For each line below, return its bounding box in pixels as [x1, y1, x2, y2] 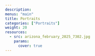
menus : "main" [5, 12, 34, 17]
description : [5, 7, 32, 12]
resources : [5, 30, 27, 35]
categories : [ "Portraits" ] [5, 20, 60, 26]
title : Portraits [5, 16, 40, 21]
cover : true [18, 43, 42, 48]
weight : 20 [5, 25, 27, 30]
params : [14, 39, 29, 44]
